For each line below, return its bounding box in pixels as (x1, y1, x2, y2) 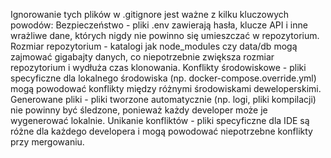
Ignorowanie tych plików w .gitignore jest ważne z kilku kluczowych (10, 9, 290, 20)
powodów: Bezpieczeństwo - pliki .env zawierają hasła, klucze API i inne (10, 19, 308, 31)
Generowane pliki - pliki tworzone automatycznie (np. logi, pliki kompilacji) (10, 94, 317, 105)
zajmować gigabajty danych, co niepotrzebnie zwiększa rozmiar (10, 51, 275, 63)
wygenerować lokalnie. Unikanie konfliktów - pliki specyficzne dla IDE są (10, 115, 310, 126)
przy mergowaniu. (10, 136, 85, 148)
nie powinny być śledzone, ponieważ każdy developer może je (10, 104, 268, 116)
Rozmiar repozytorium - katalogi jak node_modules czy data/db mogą (10, 40, 298, 52)
